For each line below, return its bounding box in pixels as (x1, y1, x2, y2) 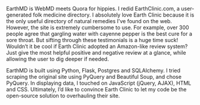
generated (6, 11, 32, 18)
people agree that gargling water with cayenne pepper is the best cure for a (6, 30, 193, 37)
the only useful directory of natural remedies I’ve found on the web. (6, 18, 172, 24)
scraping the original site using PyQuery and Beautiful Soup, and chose (6, 74, 182, 80)
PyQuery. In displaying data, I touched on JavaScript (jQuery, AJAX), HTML (6, 79, 192, 87)
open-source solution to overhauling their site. (6, 92, 121, 99)
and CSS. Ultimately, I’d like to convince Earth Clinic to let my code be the (6, 86, 187, 93)
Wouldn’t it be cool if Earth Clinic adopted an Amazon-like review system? (6, 43, 188, 50)
